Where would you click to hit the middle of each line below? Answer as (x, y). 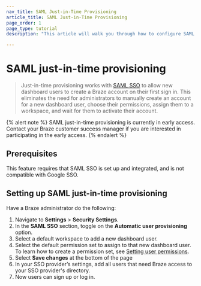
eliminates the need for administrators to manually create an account (106, 98)
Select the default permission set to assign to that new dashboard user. (103, 245)
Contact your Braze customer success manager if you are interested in (94, 129)
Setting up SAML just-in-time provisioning (87, 194)
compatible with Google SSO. (43, 175)
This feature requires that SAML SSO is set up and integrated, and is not (95, 168)
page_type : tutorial (32, 28)
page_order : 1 (24, 23)
